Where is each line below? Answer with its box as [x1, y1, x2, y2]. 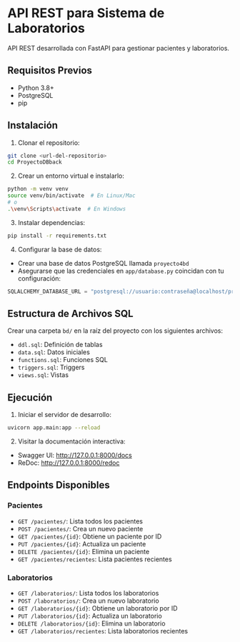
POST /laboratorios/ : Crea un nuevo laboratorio [17, 596, 159, 605]
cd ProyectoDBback [7, 159, 62, 166]
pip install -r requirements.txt [7, 232, 107, 239]
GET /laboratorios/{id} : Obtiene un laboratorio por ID [17, 604, 178, 613]
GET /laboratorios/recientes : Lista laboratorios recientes [17, 627, 188, 636]
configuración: [17, 274, 61, 283]
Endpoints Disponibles [7, 479, 110, 491]
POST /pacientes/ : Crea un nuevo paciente [17, 524, 144, 533]
